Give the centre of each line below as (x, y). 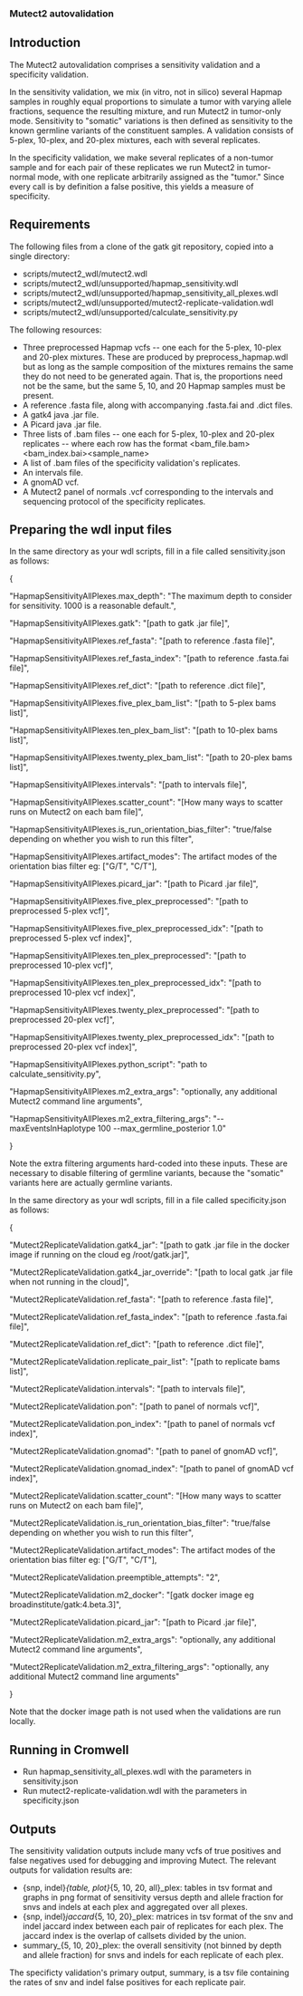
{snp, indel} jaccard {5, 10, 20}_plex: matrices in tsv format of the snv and (158, 1916)
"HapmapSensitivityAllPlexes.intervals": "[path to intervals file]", (128, 785)
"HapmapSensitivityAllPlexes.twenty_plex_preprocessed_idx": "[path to (142, 1037)
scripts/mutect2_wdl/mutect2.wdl (85, 274)
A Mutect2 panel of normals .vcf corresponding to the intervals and (148, 491)
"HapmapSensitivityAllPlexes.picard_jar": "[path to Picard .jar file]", (134, 884)
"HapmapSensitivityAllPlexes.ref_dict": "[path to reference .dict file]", (137, 686)
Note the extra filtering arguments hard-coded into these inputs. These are (148, 1163)
